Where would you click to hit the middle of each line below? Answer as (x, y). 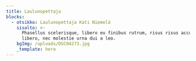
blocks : (15, 17)
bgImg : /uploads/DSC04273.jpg (53, 44)
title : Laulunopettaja (34, 11)
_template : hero (36, 49)
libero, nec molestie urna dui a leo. (69, 38)
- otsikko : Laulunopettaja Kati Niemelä (61, 22)
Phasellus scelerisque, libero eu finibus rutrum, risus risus (100, 33)
